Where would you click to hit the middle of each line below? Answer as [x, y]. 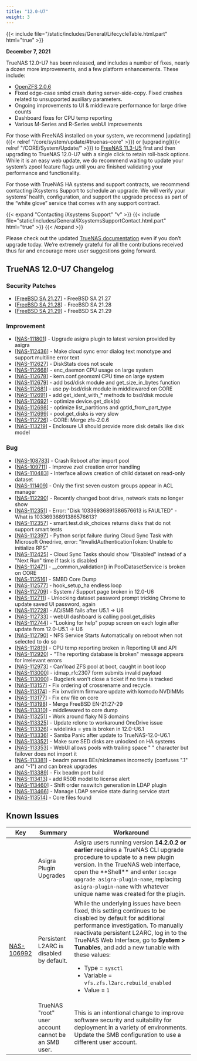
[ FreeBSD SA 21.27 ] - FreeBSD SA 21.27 [63, 299]
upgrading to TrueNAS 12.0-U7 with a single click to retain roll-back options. [98, 154]
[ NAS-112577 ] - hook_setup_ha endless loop [68, 585]
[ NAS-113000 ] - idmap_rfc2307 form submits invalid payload [88, 672]
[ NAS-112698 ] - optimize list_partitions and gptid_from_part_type [93, 407]
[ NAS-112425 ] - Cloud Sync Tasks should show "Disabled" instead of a [100, 554]
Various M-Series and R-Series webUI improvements [78, 124]
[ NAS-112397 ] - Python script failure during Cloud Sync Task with [94, 535]
